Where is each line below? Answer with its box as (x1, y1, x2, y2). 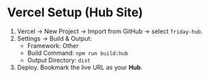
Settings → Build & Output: (16, 34, 93, 42)
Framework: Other (27, 41, 79, 50)
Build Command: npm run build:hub (27, 49, 128, 57)
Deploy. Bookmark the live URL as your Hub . (16, 63, 143, 71)
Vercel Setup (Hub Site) (7, 5, 143, 20)
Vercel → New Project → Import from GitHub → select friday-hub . (16, 27, 204, 35)
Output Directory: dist (27, 56, 91, 64)
